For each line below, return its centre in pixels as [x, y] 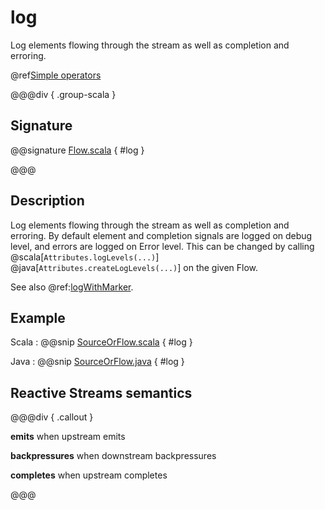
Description [47, 201]
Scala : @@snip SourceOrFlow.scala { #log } [101, 342]
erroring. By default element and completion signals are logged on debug [161, 235]
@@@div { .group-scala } [63, 94]
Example [38, 317]
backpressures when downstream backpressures [113, 456]
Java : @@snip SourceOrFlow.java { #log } [97, 362]
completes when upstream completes [89, 475]
